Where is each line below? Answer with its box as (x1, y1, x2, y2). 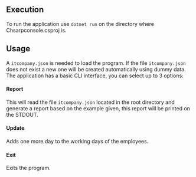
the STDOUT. (6, 111, 38, 118)
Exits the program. (6, 165, 51, 172)
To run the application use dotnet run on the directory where (6, 20, 155, 27)
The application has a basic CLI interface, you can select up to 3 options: (6, 72, 184, 79)
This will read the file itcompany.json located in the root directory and (6, 99, 175, 106)
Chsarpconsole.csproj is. (6, 27, 67, 34)
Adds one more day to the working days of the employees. (6, 138, 149, 145)
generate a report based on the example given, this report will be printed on (6, 104, 191, 112)
